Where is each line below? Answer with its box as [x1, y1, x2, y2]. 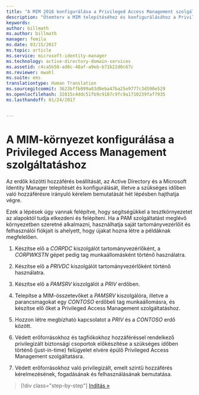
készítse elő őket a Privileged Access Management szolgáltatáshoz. [14, 304, 181, 311]
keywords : [6, 20, 31, 26]
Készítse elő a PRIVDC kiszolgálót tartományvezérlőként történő [14, 262, 171, 270]
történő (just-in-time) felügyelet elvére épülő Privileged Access [14, 346, 169, 353]
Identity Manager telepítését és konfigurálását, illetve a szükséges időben [6, 184, 186, 191]
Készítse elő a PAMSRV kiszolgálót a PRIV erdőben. [14, 280, 140, 288]
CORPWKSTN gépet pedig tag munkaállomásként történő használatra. [14, 251, 187, 258]
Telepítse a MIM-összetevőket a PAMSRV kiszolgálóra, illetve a [14, 292, 169, 299]
